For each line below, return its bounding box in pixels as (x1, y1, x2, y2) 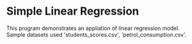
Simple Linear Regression (6, 4, 139, 18)
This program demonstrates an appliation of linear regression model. (6, 24, 180, 32)
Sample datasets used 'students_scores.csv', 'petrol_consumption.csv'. (6, 31, 187, 38)
